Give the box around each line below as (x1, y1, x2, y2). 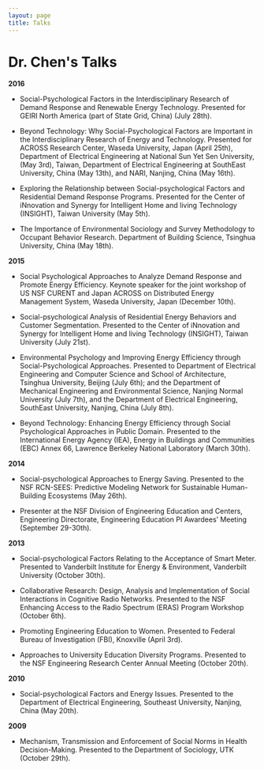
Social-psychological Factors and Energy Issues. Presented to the (19, 689, 234, 699)
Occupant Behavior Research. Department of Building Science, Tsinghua (19, 232, 256, 242)
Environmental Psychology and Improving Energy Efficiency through (19, 353, 241, 362)
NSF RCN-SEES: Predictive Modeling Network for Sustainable (19, 483, 221, 493)
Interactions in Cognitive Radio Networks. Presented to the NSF (19, 594, 226, 604)
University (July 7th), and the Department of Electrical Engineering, (19, 394, 238, 404)
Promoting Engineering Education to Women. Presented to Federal (19, 626, 236, 636)
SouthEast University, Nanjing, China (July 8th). (19, 403, 175, 413)
